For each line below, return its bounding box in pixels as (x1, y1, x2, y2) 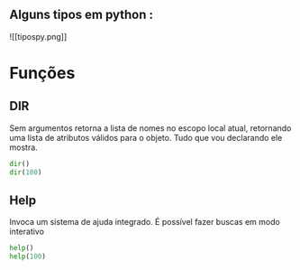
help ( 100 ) (9, 252, 47, 261)
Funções (9, 63, 76, 83)
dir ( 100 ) (9, 167, 42, 177)
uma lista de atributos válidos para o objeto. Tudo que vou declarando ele (9, 132, 283, 143)
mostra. (9, 142, 38, 153)
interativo (9, 226, 45, 237)
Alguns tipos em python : (9, 7, 154, 23)
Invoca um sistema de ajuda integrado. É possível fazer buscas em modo (9, 217, 281, 228)
